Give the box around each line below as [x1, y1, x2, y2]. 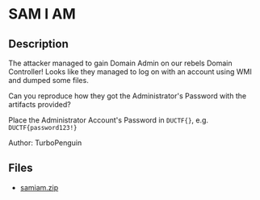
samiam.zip [19, 182, 59, 192]
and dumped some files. [8, 76, 89, 85]
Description [8, 37, 69, 51]
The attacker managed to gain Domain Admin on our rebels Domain [8, 58, 233, 68]
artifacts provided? [8, 100, 71, 109]
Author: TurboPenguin [8, 138, 82, 148]
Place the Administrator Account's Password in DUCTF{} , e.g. [8, 115, 208, 125]
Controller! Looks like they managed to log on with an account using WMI [8, 67, 252, 77]
